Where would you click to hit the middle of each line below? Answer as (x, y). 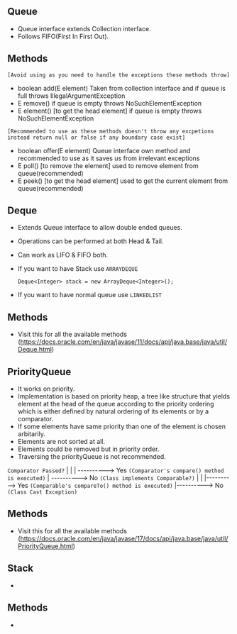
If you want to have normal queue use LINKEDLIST (89, 295)
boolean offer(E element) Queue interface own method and (104, 150)
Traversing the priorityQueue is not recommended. (92, 457)
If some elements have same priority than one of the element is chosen (121, 427)
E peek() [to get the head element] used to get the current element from (123, 181)
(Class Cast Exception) (43, 492)
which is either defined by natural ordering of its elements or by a (113, 411)
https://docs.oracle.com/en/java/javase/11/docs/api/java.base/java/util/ (124, 342)
